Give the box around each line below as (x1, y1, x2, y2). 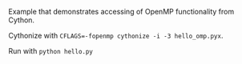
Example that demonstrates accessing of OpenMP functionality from (8, 7, 235, 16)
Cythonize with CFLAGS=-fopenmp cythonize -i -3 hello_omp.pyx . (8, 31, 224, 40)
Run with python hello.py (8, 46, 94, 55)
